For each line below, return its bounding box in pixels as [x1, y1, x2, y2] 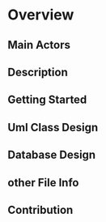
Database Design [7, 148, 96, 162]
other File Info [7, 176, 79, 190]
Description [7, 65, 68, 79]
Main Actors [7, 38, 70, 52]
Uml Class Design [7, 120, 99, 134]
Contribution [7, 203, 74, 216]
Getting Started [7, 93, 87, 107]
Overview [7, 6, 74, 24]
